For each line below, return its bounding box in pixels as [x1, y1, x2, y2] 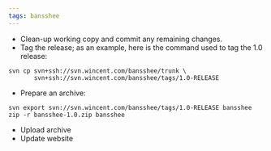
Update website [19, 133, 74, 143]
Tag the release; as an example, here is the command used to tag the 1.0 [19, 42, 263, 52]
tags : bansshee [8, 11, 60, 20]
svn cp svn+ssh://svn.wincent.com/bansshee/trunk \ [8, 66, 187, 75]
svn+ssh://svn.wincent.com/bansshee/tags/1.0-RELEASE [33, 73, 220, 82]
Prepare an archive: [19, 88, 87, 98]
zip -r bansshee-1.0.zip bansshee [8, 111, 126, 119]
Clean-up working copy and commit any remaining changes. [19, 34, 223, 44]
